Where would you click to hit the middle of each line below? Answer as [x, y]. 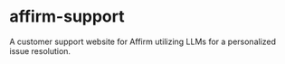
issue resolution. [40, 50]
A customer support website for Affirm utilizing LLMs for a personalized [143, 41]
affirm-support [67, 17]
